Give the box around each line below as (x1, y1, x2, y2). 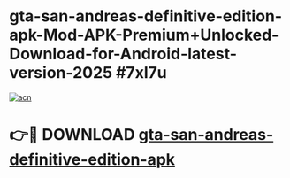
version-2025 (9, 63, 113, 83)
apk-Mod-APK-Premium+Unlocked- (9, 25, 279, 45)
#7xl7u (115, 63, 167, 83)
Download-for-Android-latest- (9, 44, 237, 64)
